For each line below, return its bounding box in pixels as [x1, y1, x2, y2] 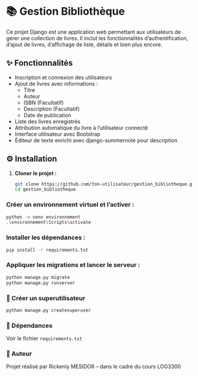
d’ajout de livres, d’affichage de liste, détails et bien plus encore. [6, 41, 163, 48]
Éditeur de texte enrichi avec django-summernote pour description [14, 137, 178, 144]
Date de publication [23, 111, 72, 118]
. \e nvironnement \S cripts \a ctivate [6, 220, 92, 226]
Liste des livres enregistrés [14, 118, 81, 125]
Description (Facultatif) [23, 105, 80, 113]
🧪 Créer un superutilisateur [6, 294, 86, 302]
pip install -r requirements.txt [6, 247, 89, 253]
